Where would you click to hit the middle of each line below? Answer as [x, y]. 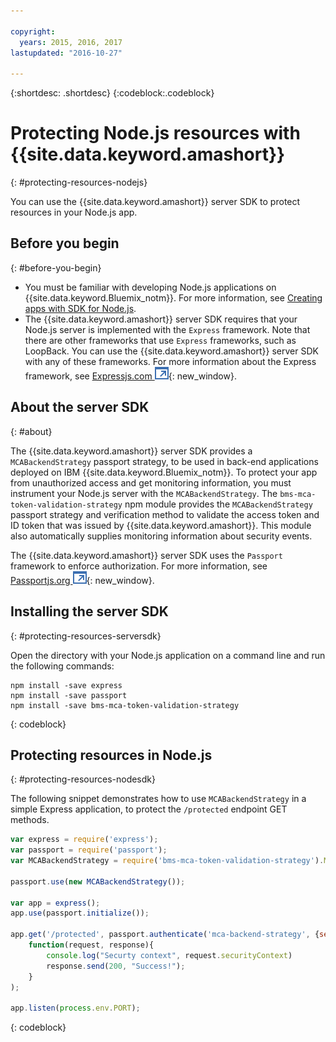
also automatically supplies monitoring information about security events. [161, 536]
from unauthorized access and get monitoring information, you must [151, 482]
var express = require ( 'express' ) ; [84, 840]
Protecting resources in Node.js [111, 755]
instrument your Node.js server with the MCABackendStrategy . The [144, 493]
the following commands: [62, 666]
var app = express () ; [55, 903]
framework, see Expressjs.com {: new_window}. [130, 376]
